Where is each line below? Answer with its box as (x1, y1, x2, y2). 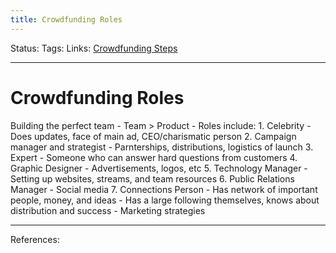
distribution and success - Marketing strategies (10, 204, 206, 216)
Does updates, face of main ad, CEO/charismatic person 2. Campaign (10, 130, 297, 142)
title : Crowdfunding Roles (10, 14, 123, 25)
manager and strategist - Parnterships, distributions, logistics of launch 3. (10, 141, 314, 153)
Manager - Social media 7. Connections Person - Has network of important (10, 183, 318, 195)
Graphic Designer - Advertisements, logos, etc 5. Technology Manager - (10, 162, 308, 174)
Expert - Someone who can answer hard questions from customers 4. (10, 151, 298, 163)
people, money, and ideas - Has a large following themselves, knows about (10, 194, 320, 206)
